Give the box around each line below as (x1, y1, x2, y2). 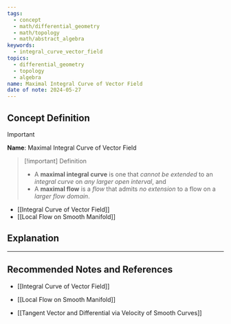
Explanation (7, 233, 60, 244)
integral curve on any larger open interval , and (34, 177, 166, 185)
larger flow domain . (34, 192, 91, 200)
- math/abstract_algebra (13, 36, 85, 43)
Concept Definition (7, 112, 91, 124)
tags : (7, 10, 23, 17)
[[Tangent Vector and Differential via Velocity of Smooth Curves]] (16, 308, 202, 316)
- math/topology (13, 29, 60, 36)
